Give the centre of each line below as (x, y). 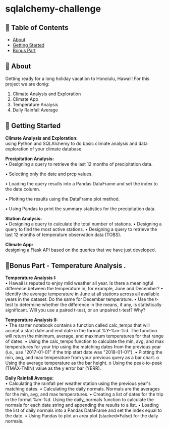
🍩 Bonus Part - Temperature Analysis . (66, 266)
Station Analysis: (23, 218)
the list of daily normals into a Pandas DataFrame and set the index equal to (84, 410)
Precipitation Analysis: (30, 159)
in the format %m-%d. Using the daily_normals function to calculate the (80, 400)
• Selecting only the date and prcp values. (49, 174)
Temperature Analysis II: (32, 320)
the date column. (23, 189)
